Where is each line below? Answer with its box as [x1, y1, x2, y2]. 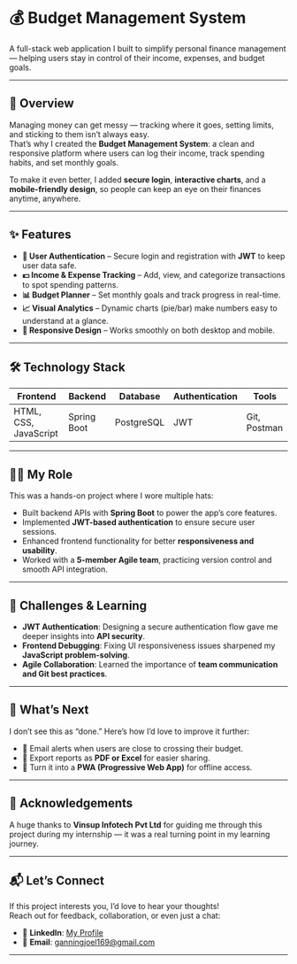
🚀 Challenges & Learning [9, 598, 148, 613]
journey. [9, 838, 39, 849]
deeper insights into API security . [21, 631, 146, 641]
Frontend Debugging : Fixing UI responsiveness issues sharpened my [21, 640, 276, 651]
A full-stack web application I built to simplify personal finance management [9, 42, 286, 54]
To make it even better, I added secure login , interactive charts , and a [9, 174, 267, 185]
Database [118, 390, 161, 403]
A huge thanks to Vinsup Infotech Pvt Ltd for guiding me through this [9, 819, 263, 829]
